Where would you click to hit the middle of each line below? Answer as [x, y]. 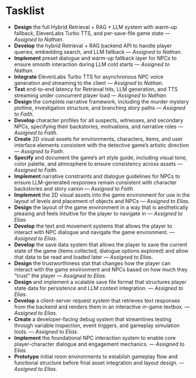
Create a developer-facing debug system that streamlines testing [93, 319]
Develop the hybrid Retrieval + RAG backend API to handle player [93, 46]
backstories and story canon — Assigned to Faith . [74, 188]
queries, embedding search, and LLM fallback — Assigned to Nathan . [98, 51]
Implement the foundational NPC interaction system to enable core [95, 338]
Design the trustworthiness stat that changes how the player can [92, 263]
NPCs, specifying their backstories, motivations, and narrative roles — [99, 126]
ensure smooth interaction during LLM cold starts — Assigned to [92, 64]
